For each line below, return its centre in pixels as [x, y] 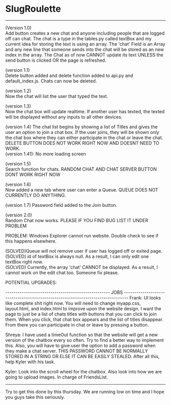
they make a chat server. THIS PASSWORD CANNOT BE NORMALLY [77, 351]
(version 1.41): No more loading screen [46, 154]
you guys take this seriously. [35, 397]
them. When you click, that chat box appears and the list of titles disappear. [84, 319]
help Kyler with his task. [30, 362]
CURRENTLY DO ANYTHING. [36, 195]
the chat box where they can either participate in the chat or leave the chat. [84, 138]
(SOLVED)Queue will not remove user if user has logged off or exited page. [84, 251]
